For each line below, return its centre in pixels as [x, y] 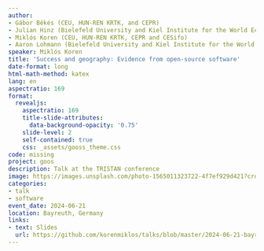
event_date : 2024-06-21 [47, 205]
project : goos [31, 162]
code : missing [31, 154]
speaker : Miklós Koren [45, 52]
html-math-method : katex [49, 74]
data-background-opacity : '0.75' [84, 125]
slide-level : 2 [47, 132]
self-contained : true [57, 140]
